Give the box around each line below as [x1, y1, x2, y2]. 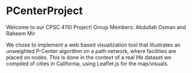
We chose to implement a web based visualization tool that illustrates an [6, 41, 181, 48]
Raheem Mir [6, 29, 35, 36]
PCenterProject [6, 4, 83, 18]
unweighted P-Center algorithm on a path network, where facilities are [6, 47, 176, 54]
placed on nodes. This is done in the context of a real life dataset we [6, 54, 171, 61]
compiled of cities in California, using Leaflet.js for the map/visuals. [6, 60, 169, 67]
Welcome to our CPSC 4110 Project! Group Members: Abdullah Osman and [6, 24, 186, 31]
